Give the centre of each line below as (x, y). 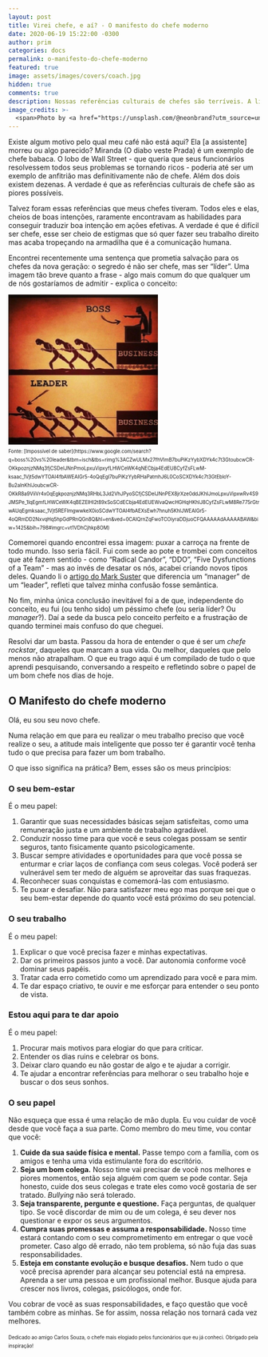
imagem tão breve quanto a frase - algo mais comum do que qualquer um (130, 275)
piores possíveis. (36, 193)
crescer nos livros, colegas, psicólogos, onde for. (100, 1289)
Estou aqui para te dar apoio (64, 1015)
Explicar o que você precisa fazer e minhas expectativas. (114, 951)
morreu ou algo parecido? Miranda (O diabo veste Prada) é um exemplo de (131, 150)
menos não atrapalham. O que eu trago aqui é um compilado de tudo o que (132, 658)
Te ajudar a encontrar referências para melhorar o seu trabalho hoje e (134, 1073)
